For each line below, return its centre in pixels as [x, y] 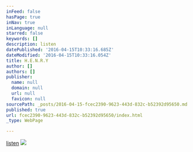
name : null [25, 83]
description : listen [31, 45]
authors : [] [21, 72]
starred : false [25, 33]
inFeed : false [23, 11]
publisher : [19, 77]
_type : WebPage [25, 121]
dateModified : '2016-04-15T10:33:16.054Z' [59, 55]
